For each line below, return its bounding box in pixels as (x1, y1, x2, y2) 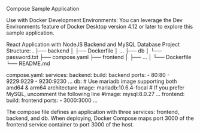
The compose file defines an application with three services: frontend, (6, 109, 180, 115)
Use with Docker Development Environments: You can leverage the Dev (6, 17, 183, 23)
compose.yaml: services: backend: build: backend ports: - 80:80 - (6, 72, 170, 78)
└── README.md (6, 60, 50, 67)
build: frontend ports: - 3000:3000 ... (6, 97, 98, 104)
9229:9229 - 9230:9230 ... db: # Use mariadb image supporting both (6, 78, 177, 85)
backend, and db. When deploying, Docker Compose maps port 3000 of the (6, 115, 195, 122)
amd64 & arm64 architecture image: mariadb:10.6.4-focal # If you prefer (6, 84, 184, 91)
